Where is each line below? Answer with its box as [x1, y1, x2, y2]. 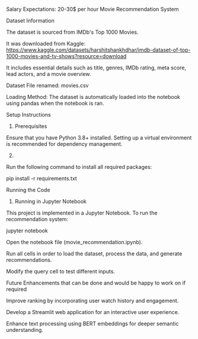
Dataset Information [6, 17, 55, 24]
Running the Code [6, 187, 50, 193]
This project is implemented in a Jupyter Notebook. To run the [6, 209, 158, 216]
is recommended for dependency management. [6, 140, 123, 148]
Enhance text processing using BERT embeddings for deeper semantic [6, 320, 179, 327]
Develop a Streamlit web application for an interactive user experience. [6, 309, 180, 315]
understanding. [6, 327, 43, 333]
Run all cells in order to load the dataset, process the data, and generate [6, 250, 183, 257]
